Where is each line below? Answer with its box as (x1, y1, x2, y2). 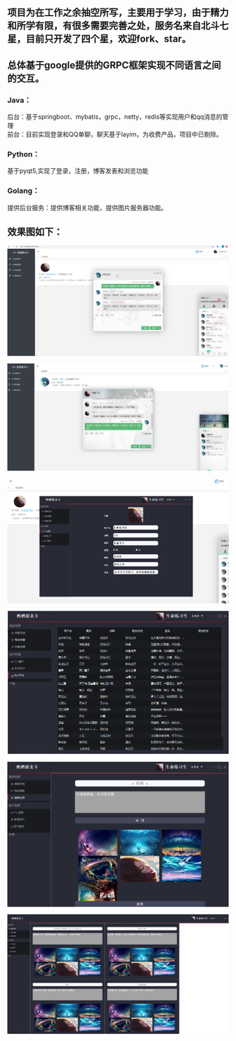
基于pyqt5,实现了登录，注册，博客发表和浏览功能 (7, 167, 149, 175)
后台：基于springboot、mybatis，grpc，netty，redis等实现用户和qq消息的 (7, 113, 223, 121)
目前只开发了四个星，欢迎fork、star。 (25, 33, 192, 45)
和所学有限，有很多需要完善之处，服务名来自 (7, 20, 202, 32)
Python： (7, 150, 40, 159)
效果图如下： (7, 226, 63, 238)
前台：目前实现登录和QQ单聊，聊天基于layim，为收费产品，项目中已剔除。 (7, 130, 223, 139)
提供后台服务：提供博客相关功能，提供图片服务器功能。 (7, 203, 167, 212)
